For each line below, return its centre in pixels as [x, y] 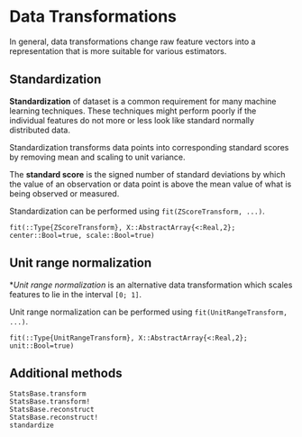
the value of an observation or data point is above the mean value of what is [151, 184]
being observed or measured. [64, 193]
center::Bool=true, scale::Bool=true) [82, 235]
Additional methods [66, 373]
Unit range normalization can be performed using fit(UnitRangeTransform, [149, 312]
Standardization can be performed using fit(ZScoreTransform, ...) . [137, 211]
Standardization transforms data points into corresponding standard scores [149, 147]
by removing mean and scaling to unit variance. [97, 157]
